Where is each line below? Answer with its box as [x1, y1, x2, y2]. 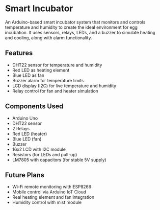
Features [5, 49, 33, 57]
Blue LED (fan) [12, 136, 42, 142]
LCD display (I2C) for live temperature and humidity [12, 83, 117, 89]
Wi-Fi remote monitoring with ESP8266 [12, 184, 92, 190]
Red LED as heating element [12, 67, 70, 73]
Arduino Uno [12, 115, 38, 121]
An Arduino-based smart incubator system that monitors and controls [5, 19, 146, 25]
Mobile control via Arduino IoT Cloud [12, 189, 86, 195]
